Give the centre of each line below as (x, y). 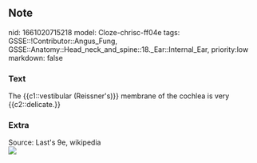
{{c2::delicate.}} (35, 105)
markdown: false (36, 58)
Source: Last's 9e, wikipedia (55, 142)
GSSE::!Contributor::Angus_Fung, (63, 41)
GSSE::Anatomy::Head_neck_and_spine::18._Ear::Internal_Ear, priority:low (128, 49)
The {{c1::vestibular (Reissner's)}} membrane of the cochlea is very (119, 96)
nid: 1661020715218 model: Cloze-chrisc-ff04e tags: (94, 32)
